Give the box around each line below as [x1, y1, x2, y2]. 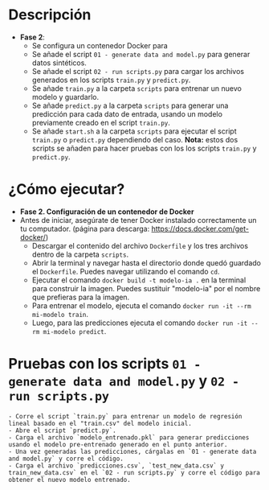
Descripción [8, 6, 92, 24]
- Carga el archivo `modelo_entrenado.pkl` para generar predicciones [8, 433, 250, 442]
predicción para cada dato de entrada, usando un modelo [31, 109, 223, 118]
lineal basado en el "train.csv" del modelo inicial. [8, 419, 193, 427]
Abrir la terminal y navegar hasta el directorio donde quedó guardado [31, 257, 261, 267]
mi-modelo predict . [43, 326, 107, 336]
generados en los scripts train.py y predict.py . [31, 75, 191, 84]
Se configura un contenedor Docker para [31, 40, 169, 50]
